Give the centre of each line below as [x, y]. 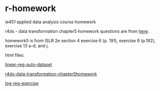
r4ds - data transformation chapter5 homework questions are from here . [77, 31]
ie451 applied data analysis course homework [51, 22]
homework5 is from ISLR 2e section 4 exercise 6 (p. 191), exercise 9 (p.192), [80, 40]
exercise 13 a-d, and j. [27, 45]
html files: [15, 55]
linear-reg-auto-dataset [29, 64]
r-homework [31, 8]
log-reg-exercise [22, 83]
